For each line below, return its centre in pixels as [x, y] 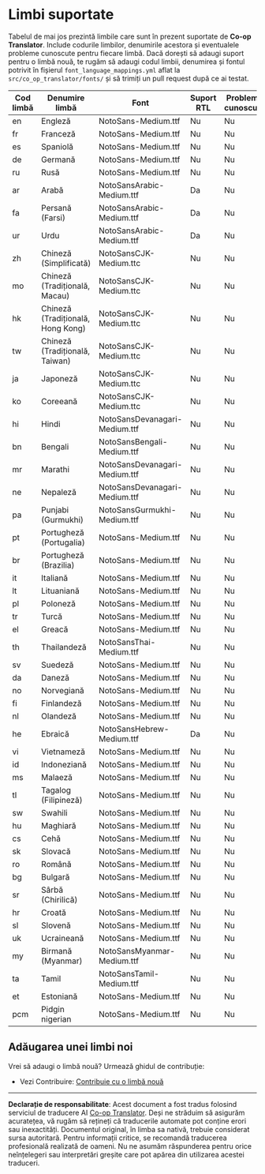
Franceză [58, 133]
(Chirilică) [59, 899]
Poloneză [58, 603]
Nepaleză [58, 492]
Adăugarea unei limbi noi [71, 1047]
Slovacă [56, 851]
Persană [56, 208]
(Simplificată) [66, 263]
